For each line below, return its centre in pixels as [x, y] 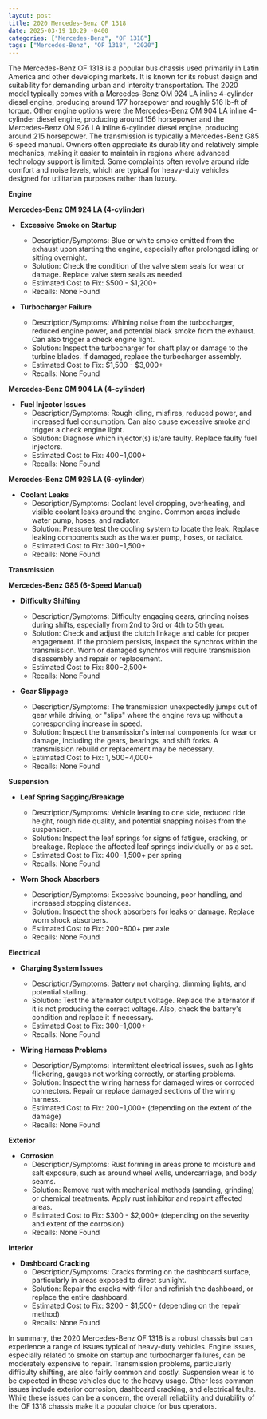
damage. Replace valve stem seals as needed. [108, 275]
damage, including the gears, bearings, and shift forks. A [125, 741]
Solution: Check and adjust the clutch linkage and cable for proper [140, 633]
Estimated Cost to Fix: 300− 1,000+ [88, 1026]
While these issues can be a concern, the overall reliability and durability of [132, 1398]
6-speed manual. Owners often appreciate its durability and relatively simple [133, 145]
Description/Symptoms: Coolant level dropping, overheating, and [138, 504]
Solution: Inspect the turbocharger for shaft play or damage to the [140, 348]
